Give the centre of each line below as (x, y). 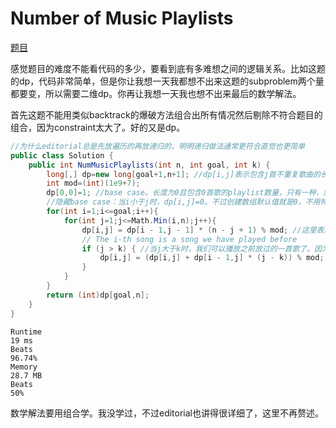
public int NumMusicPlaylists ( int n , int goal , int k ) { (149, 165)
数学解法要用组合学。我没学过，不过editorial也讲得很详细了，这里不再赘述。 (167, 413)
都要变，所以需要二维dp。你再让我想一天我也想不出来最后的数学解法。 (156, 93)
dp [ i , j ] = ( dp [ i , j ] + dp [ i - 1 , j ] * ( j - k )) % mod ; (212, 258)
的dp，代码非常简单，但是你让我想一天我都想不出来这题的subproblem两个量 (167, 81)
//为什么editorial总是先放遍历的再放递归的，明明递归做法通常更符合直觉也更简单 (158, 146)
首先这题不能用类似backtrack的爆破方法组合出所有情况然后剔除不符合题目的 (166, 114)
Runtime (26, 332)
